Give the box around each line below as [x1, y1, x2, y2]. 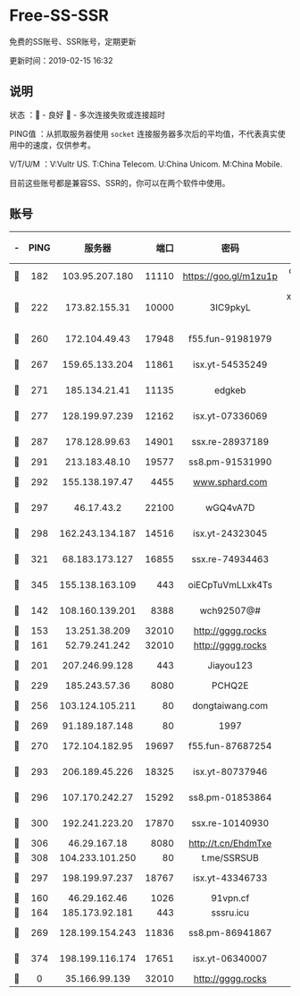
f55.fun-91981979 [188, 332, 272, 345]
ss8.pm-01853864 [188, 791, 272, 804]
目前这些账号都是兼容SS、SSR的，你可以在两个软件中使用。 [9, 177, 230, 188]
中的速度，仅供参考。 [16, 140, 96, 150]
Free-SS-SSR [9, 5, 109, 26]
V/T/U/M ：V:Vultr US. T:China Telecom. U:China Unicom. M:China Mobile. [9, 158, 283, 169]
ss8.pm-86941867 [188, 926, 272, 939]
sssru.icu [211, 906, 250, 918]
